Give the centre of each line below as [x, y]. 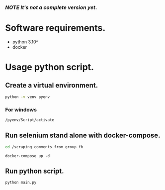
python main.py [21, 183]
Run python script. [35, 171]
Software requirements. [55, 28]
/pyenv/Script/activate [30, 120]
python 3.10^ [25, 42]
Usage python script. [50, 67]
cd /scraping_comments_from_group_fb [44, 147]
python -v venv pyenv [28, 97]
